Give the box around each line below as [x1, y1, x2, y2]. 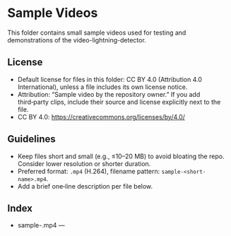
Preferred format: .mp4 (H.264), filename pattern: [17, 167, 160, 175]
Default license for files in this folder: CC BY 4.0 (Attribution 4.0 [17, 75, 203, 83]
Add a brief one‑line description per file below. [17, 182, 153, 190]
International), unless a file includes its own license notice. [17, 83, 188, 91]
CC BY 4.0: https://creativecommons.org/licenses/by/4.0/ [17, 112, 186, 121]
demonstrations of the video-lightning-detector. [7, 35, 146, 44]
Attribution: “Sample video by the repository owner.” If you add [17, 90, 201, 98]
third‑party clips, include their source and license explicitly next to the [17, 98, 221, 106]
